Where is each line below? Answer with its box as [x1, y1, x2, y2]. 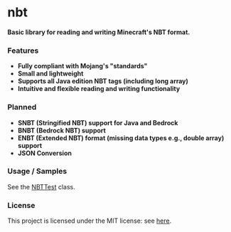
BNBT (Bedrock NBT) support [17, 126, 107, 135]
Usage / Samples [7, 167, 68, 176]
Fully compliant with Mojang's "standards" [17, 62, 148, 70]
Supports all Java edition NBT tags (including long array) [17, 77, 188, 85]
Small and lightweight [17, 69, 84, 78]
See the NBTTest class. [7, 182, 76, 191]
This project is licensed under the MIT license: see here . [7, 216, 172, 225]
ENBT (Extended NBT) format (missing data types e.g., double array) [17, 133, 225, 142]
